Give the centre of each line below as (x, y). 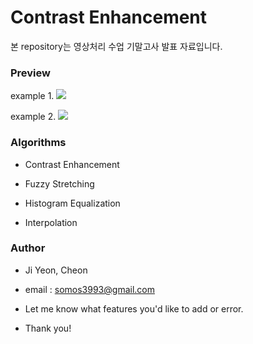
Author (28, 248)
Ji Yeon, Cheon (56, 270)
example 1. (32, 96)
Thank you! (48, 328)
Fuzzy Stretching (59, 183)
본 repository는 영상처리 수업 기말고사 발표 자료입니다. (116, 46)
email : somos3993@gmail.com (89, 289)
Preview (30, 73)
